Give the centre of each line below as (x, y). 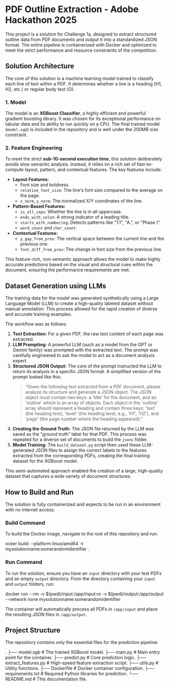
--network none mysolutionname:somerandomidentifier (63, 599)
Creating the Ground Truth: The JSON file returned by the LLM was (83, 429)
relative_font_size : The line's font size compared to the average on (91, 190)
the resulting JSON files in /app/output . (46, 614)
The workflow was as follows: (36, 324)
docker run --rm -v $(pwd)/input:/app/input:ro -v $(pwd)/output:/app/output (84, 594)
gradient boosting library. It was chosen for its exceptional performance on (83, 119)
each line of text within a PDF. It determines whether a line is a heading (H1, (84, 84)
